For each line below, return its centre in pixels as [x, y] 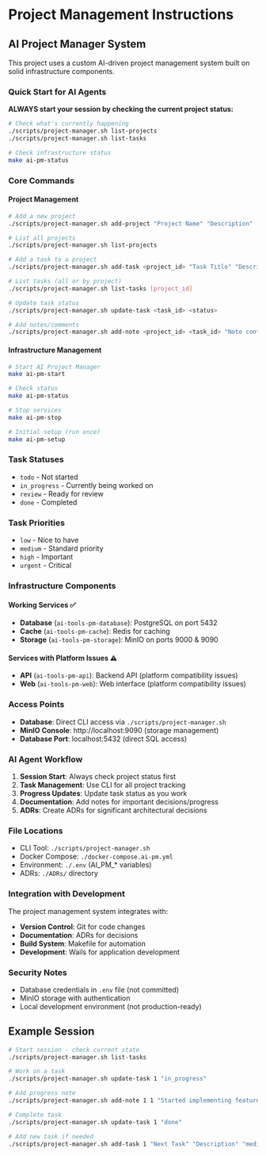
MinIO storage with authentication [75, 998]
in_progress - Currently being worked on [86, 485]
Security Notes [38, 972]
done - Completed [48, 502]
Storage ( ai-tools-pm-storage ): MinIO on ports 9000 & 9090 [119, 639]
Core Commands [42, 180]
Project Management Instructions [121, 15]
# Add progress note [42, 1093]
